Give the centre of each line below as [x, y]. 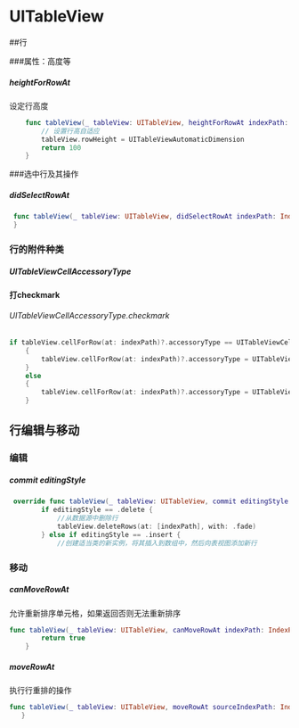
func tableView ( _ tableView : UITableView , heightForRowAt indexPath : [157, 122]
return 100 [61, 148]
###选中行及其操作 [44, 174]
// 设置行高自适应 [70, 131]
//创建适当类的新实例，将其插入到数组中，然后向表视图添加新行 [157, 543]
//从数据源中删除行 [87, 518]
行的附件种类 [37, 249]
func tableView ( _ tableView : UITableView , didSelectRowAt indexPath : [145, 217]
